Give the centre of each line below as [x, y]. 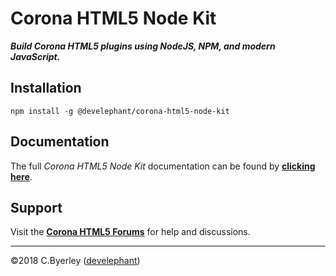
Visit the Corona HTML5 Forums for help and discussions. [130, 232]
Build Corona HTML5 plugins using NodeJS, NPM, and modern [143, 46]
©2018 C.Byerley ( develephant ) [75, 261]
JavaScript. [35, 56]
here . [21, 176]
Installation [46, 88]
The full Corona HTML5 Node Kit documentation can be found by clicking [163, 166]
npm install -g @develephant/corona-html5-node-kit [120, 111]
